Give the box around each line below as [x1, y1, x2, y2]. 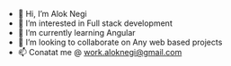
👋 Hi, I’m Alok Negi [17, 9, 87, 19]
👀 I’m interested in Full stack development [17, 18, 173, 29]
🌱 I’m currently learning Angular [17, 28, 137, 37]
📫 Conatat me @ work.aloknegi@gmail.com [17, 47, 182, 57]
